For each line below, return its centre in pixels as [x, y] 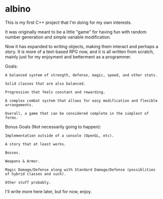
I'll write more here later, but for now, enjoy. [48, 191]
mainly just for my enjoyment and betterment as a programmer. [68, 56]
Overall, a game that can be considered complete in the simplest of [77, 113]
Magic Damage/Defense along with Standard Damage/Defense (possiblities [80, 170]
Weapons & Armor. [23, 161]
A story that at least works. [36, 144]
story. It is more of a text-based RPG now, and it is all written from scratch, [80, 52]
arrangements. [19, 105]
